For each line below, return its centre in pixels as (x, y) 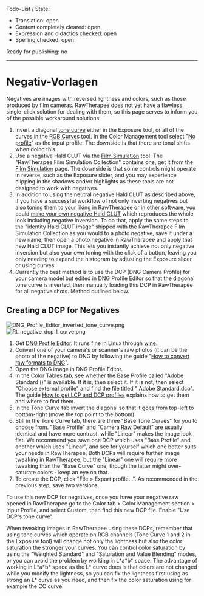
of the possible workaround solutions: (54, 118)
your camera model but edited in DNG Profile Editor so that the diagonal (105, 278)
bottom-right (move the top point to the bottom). (76, 414)
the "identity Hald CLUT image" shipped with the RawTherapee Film (100, 227)
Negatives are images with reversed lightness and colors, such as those (96, 98)
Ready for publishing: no (37, 52)
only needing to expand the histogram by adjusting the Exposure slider (104, 259)
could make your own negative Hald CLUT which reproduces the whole (104, 214)
